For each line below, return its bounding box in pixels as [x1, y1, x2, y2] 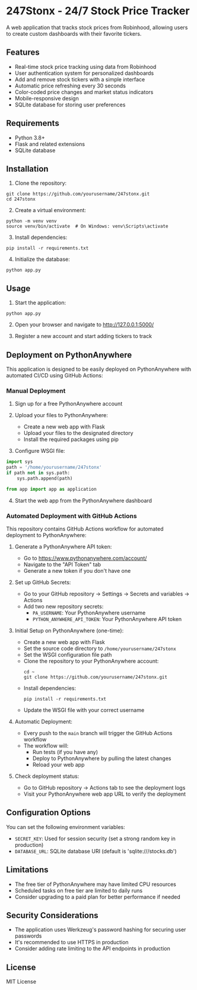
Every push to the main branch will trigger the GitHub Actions [23, 729, 173, 736]
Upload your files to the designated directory [23, 430, 134, 437]
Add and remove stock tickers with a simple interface [14, 75, 145, 83]
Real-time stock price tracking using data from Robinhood [14, 63, 157, 70]
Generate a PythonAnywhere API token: [14, 543, 112, 550]
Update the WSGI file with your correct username [23, 706, 145, 714]
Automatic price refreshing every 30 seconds [14, 82, 126, 89]
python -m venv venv [6, 218, 58, 224]
